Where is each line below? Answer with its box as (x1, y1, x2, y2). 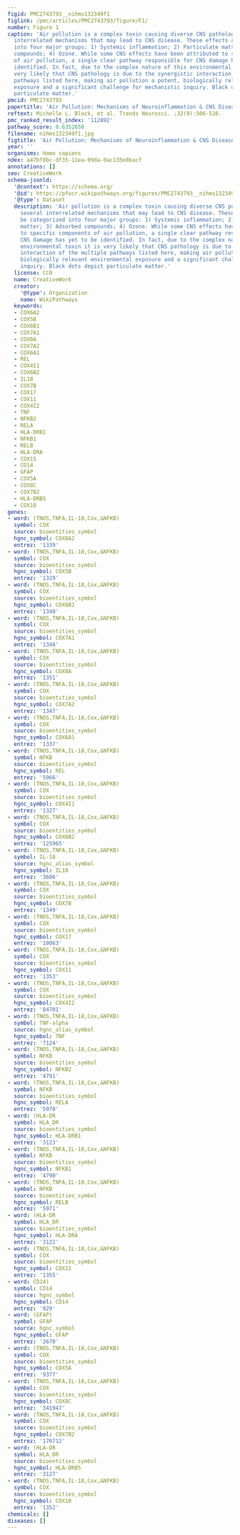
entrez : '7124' (14, 1040, 59, 1047)
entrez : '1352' (14, 1504, 59, 1511)
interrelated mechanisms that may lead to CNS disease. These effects (14, 37, 229, 44)
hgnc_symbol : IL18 (14, 867, 69, 874)
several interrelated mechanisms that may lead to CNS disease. (20, 210, 216, 217)
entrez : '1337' (14, 740, 59, 748)
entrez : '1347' (14, 708, 59, 715)
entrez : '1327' (14, 807, 59, 814)
